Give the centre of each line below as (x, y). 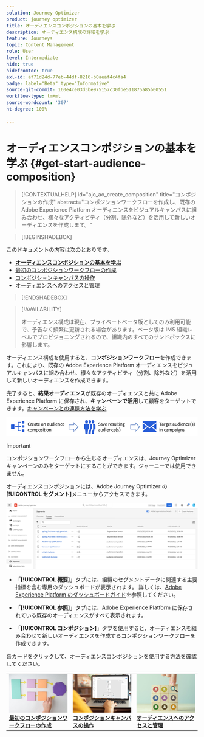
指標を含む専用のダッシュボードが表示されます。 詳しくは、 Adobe (98, 587)
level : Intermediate (32, 58)
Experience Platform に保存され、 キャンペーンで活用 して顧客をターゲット (99, 401)
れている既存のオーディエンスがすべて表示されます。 (81, 615)
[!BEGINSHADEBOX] (46, 237)
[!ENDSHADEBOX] (44, 297)
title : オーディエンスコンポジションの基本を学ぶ (61, 26)
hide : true (20, 64)
